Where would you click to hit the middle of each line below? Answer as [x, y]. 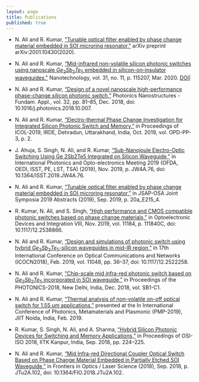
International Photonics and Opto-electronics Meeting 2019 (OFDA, [97, 163]
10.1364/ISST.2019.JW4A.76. [49, 175]
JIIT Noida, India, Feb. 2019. [49, 318]
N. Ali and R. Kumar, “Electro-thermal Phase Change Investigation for [99, 120]
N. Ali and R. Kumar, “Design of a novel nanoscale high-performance [98, 89]
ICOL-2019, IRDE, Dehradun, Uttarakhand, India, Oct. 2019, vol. [91, 132]
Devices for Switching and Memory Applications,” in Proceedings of [97, 336]
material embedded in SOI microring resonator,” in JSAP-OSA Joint [96, 193]
